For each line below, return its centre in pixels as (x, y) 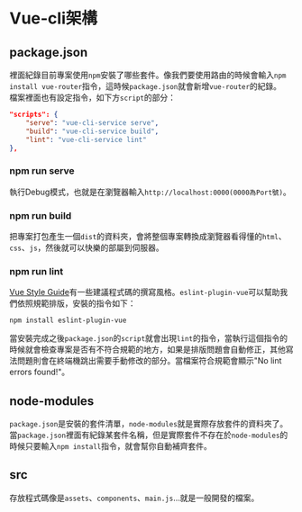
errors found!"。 (40, 372)
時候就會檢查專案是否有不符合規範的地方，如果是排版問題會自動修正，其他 (147, 350)
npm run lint (37, 271)
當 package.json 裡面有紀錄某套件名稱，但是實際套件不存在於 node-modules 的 (149, 435)
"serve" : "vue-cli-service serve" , (92, 122)
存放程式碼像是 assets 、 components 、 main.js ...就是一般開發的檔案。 (134, 498)
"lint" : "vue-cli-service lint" (86, 139)
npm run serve (42, 171)
